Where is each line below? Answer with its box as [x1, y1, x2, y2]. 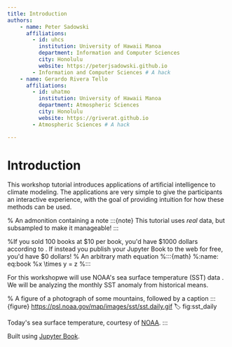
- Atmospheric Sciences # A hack [32, 121, 130, 128]
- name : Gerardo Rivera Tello [20, 75, 109, 83]
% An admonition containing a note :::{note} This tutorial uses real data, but [7, 217, 226, 225]
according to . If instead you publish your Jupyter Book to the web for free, [7, 245, 223, 253]
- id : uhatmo [32, 88, 71, 95]
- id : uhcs [32, 36, 64, 43]
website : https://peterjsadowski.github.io [38, 62, 168, 69]
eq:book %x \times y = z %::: [7, 260, 91, 268]
